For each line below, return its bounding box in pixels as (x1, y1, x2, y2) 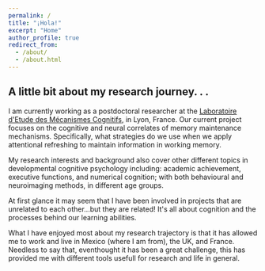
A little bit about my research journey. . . (8, 85, 210, 99)
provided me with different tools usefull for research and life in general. (8, 253, 240, 262)
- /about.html (15, 56, 62, 64)
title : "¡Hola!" (8, 19, 62, 27)
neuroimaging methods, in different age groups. (8, 180, 165, 190)
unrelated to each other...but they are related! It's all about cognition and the (8, 204, 256, 214)
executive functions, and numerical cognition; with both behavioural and (8, 172, 244, 181)
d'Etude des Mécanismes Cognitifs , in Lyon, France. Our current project (8, 114, 242, 124)
